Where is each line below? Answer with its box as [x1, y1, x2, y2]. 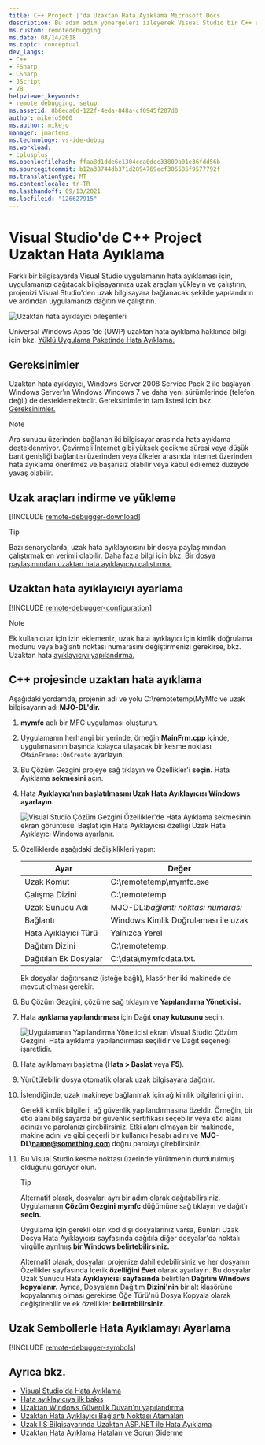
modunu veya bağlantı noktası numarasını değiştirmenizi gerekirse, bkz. [9, 641, 241, 651]
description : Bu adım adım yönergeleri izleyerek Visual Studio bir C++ [9, 19, 252, 27]
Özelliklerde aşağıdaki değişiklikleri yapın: [20, 844, 156, 853]
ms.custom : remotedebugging [9, 26, 101, 34]
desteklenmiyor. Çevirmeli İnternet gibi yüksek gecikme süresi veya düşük [9, 443, 249, 453]
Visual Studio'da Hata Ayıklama [20, 1386, 121, 1395]
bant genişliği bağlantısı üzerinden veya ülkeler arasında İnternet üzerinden [9, 451, 252, 461]
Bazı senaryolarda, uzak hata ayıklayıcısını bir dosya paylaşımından [9, 543, 226, 552]
